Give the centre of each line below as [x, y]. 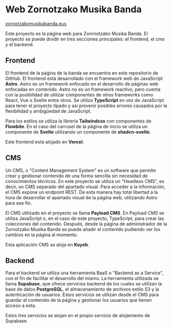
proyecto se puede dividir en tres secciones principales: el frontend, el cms [85, 39]
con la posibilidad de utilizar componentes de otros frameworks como [79, 95]
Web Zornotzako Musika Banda [74, 9]
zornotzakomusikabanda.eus [36, 24]
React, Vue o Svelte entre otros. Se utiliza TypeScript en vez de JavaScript [85, 100]
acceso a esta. [21, 305]
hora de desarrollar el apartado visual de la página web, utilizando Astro [81, 197]
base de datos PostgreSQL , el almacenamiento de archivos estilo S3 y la [82, 289]
